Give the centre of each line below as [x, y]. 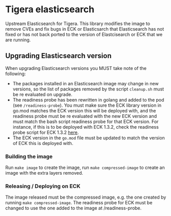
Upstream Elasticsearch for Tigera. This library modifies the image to [78, 23]
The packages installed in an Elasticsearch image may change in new [86, 83]
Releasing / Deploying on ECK [43, 186]
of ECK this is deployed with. [43, 143]
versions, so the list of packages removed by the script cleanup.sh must [88, 89]
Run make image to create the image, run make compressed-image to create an [85, 167]
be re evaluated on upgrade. [42, 94]
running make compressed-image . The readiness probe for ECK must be [79, 203]
